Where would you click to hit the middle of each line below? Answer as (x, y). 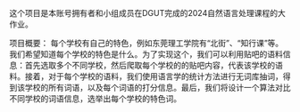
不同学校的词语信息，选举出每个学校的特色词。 (95, 99)
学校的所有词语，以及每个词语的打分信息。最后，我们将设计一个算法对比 (158, 88)
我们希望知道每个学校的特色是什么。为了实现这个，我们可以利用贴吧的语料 (146, 54)
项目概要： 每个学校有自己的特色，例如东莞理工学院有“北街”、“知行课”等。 (146, 43)
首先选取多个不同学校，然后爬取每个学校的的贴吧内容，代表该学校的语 (154, 65)
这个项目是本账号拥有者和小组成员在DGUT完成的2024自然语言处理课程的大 (147, 13)
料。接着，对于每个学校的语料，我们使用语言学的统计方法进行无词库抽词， (146, 76)
